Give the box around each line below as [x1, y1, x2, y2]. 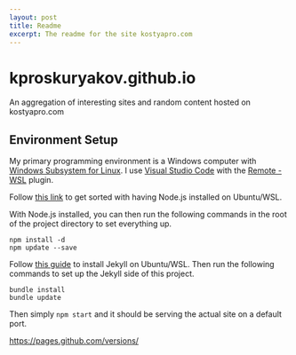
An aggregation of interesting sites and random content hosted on [9, 97, 252, 107]
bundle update [9, 294, 62, 303]
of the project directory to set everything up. [9, 218, 172, 229]
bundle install [9, 286, 66, 295]
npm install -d [9, 236, 66, 245]
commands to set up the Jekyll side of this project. [9, 268, 195, 280]
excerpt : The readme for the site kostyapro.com [9, 29, 193, 38]
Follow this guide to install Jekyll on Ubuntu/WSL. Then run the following [9, 259, 275, 270]
